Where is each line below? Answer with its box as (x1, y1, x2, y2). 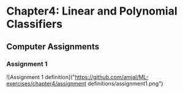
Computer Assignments (6, 41, 100, 52)
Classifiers (6, 17, 63, 31)
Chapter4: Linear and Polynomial (6, 4, 177, 18)
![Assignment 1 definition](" (6, 73, 75, 80)
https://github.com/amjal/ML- (75, 73, 149, 80)
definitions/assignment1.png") (88, 80, 163, 87)
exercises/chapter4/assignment (6, 80, 87, 87)
